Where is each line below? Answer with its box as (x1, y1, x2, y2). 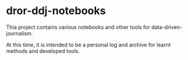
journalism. (6, 29, 34, 36)
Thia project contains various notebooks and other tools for (6, 24, 150, 31)
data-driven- (151, 24, 183, 31)
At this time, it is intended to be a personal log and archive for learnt (6, 41, 171, 48)
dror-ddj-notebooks (6, 4, 106, 18)
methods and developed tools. (6, 47, 80, 54)
